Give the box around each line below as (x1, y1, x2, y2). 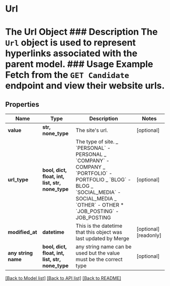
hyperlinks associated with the (5, 48, 138, 59)
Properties (5, 100, 39, 109)
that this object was (75, 229, 122, 236)
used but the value (75, 250, 120, 257)
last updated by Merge (75, 235, 130, 242)
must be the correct (75, 256, 123, 263)
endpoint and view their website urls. (5, 80, 165, 92)
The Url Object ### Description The (5, 26, 158, 38)
